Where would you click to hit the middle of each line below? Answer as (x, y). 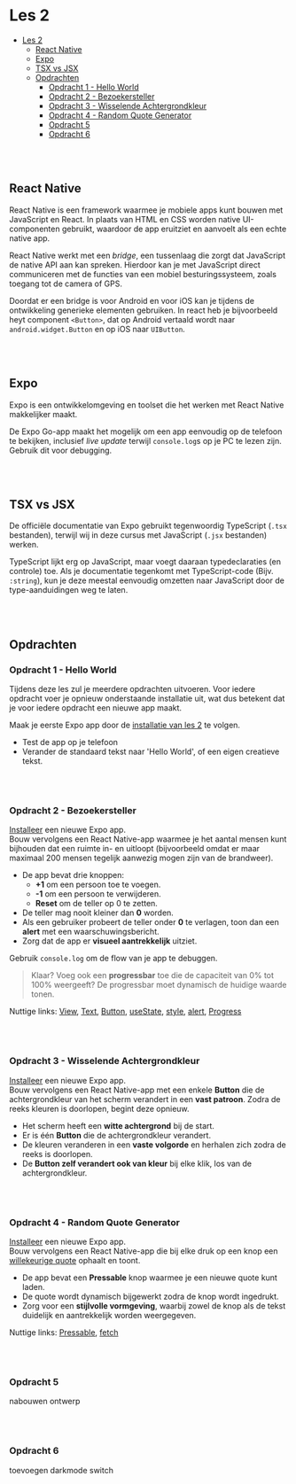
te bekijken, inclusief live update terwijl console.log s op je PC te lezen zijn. (145, 440)
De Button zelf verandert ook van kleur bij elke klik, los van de (137, 1163)
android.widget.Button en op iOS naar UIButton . (97, 329)
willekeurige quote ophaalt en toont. (75, 1260)
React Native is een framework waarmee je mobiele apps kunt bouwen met (146, 210)
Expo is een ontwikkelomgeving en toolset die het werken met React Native (147, 405)
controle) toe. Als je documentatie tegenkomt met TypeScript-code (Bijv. (141, 571)
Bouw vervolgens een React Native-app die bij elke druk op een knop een (144, 1251)
